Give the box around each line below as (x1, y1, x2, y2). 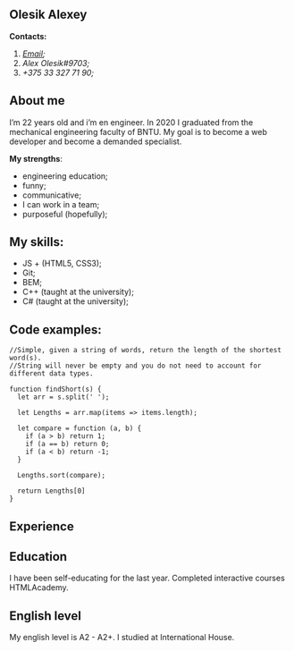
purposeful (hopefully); (21, 208, 108, 219)
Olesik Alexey (9, 7, 88, 22)
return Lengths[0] (17, 486, 87, 495)
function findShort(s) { (9, 385, 102, 394)
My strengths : (9, 153, 63, 164)
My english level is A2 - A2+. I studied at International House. (9, 632, 235, 643)
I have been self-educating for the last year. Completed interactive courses (9, 572, 286, 584)
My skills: (9, 234, 64, 249)
